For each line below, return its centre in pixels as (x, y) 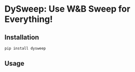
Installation (22, 37)
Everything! (29, 19)
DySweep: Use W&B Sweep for (67, 9)
